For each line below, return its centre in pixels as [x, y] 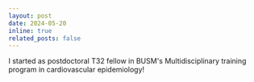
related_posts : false [45, 38]
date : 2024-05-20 [37, 23]
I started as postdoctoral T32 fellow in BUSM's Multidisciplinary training [127, 61]
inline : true [30, 31]
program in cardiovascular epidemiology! [77, 70]
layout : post [30, 16]
